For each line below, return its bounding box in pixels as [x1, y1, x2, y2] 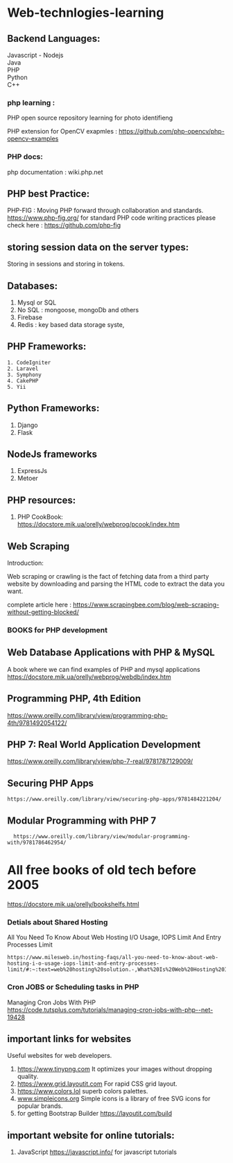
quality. [17, 1073, 39, 1081]
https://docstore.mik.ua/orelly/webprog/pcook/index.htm [17, 520, 180, 529]
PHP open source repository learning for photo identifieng [7, 113, 173, 122]
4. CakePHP [7, 377, 39, 384]
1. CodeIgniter [7, 359, 51, 366]
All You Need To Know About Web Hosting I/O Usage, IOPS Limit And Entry [7, 933, 222, 942]
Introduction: [7, 559, 44, 568]
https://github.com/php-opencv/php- [119, 127, 225, 136]
